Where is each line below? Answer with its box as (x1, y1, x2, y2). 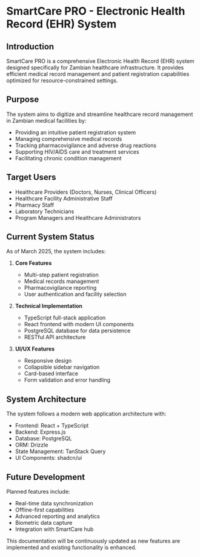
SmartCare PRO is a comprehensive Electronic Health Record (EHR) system (6, 58, 195, 64)
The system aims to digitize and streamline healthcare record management (6, 111, 193, 118)
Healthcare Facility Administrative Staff (15, 194, 113, 202)
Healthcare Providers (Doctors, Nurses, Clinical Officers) (15, 188, 157, 196)
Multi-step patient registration (24, 272, 99, 279)
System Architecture (6, 394, 87, 405)
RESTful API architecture (24, 333, 86, 341)
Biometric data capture (15, 519, 73, 527)
